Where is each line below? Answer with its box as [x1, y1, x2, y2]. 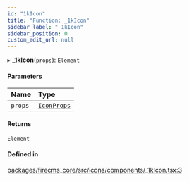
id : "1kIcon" [7, 10, 46, 18]
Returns [7, 119, 32, 127]
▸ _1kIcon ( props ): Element [7, 56, 80, 64]
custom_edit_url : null [7, 37, 74, 44]
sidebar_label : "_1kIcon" [7, 23, 83, 30]
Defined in [7, 150, 39, 158]
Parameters [7, 72, 42, 80]
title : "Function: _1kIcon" [7, 17, 90, 24]
